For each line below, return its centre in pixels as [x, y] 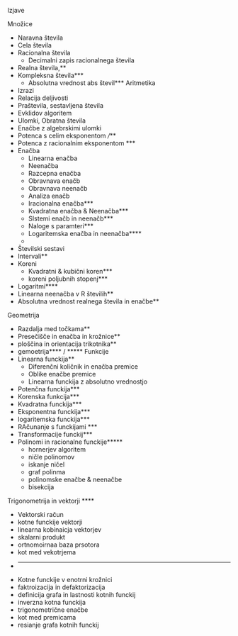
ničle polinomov [51, 457]
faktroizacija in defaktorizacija [61, 587]
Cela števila [34, 45]
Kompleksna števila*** [50, 75]
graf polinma [47, 472]
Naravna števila [40, 38]
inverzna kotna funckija [52, 602]
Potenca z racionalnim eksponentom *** [76, 143]
